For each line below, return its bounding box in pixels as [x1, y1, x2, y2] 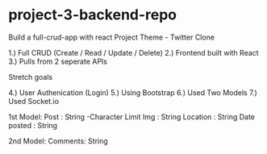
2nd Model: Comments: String [8, 135, 109, 146]
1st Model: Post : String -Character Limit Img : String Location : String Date [8, 111, 256, 122]
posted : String [8, 120, 58, 130]
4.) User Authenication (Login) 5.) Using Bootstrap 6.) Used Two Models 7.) [8, 87, 258, 98]
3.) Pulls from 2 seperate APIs [8, 56, 107, 66]
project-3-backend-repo [8, 6, 177, 24]
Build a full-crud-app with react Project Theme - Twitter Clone [8, 32, 215, 42]
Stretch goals [8, 72, 53, 81]
